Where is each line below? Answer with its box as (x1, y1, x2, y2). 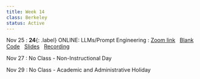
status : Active (6, 20, 45, 26)
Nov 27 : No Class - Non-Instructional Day (6, 55, 112, 62)
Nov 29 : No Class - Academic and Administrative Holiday (6, 66, 151, 74)
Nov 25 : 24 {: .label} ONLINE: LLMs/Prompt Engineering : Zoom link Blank (6, 37, 194, 44)
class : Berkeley (6, 14, 47, 21)
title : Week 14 (6, 8, 45, 15)
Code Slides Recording (6, 43, 70, 50)
